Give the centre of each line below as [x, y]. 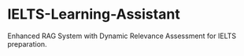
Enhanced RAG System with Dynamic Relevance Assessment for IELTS [122, 36]
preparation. [28, 44]
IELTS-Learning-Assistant [94, 14]
